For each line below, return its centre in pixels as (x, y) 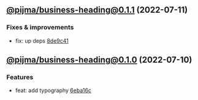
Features (20, 77)
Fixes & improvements (40, 27)
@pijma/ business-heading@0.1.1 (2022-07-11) (97, 10)
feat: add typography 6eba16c (53, 90)
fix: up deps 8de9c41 (42, 41)
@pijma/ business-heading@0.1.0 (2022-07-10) (99, 60)
